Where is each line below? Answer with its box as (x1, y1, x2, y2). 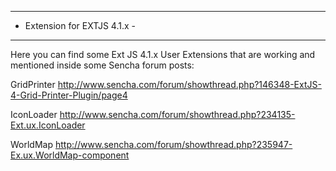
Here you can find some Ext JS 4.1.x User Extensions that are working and (10, 49, 316, 60)
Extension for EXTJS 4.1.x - (24, 20, 136, 31)
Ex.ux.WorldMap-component (10, 149, 130, 161)
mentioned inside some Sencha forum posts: (10, 59, 195, 71)
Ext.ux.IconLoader (10, 119, 86, 131)
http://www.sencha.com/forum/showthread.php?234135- (59, 109, 296, 120)
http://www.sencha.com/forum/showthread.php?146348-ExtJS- (57, 79, 322, 90)
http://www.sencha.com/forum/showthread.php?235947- (54, 139, 293, 150)
